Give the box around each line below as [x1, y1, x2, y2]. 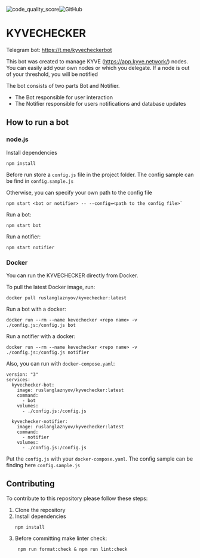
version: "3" [6, 371, 39, 378]
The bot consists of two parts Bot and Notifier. [6, 82, 120, 89]
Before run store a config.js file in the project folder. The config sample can [6, 171, 194, 178]
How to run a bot [6, 117, 69, 128]
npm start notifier [6, 244, 55, 250]
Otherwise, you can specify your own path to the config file [6, 189, 152, 196]
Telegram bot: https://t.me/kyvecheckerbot [6, 46, 112, 53]
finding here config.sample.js [6, 461, 81, 468]
